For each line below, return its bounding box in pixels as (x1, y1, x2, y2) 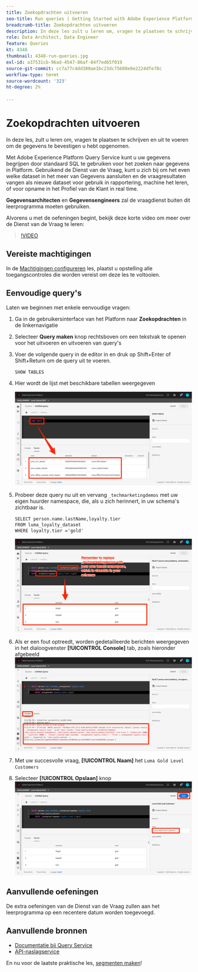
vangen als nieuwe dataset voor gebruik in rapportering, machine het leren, (6, 179, 189, 186)
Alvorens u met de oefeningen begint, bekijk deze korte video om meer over (6, 214, 191, 221)
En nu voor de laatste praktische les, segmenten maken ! (6, 959, 143, 966)
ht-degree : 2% (6, 84, 41, 90)
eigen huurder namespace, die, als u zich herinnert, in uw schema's (14, 498, 180, 505)
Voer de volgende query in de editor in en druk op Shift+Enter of (14, 351, 171, 358)
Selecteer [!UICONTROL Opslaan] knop (14, 775, 112, 782)
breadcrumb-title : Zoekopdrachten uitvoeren (6, 22, 117, 28)
